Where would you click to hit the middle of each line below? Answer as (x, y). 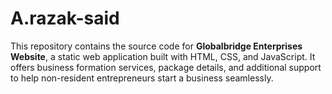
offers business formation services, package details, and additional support (166, 67)
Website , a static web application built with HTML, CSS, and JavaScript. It (163, 56)
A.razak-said (65, 18)
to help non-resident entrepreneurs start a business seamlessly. (142, 78)
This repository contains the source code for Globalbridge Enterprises (156, 46)
